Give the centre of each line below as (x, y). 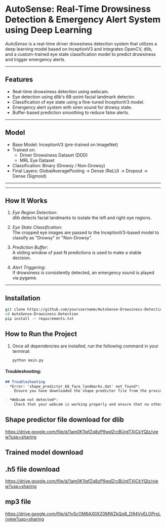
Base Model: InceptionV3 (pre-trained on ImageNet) (65, 145)
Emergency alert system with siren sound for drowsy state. (72, 107)
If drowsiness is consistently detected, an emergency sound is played (83, 273)
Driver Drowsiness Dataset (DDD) (54, 155)
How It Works (26, 201)
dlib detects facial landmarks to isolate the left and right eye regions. (82, 218)
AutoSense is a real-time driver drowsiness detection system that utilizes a (81, 43)
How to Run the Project (41, 334)
